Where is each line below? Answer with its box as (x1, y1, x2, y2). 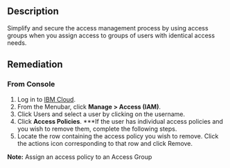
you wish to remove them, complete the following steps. (17, 124, 177, 133)
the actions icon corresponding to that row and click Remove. (17, 139, 193, 147)
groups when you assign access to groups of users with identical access (7, 31, 215, 39)
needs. (7, 38, 27, 47)
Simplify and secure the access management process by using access (7, 24, 209, 32)
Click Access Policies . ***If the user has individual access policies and (17, 117, 224, 125)
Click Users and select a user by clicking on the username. (17, 110, 186, 118)
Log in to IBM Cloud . (17, 95, 76, 103)
